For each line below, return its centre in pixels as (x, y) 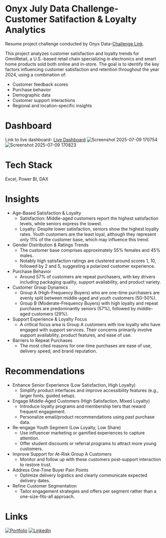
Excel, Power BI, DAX (27, 179)
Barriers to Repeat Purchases (42, 340)
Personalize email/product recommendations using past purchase (87, 417)
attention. (30, 438)
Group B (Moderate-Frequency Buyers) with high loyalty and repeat (89, 303)
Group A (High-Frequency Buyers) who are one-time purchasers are (90, 292)
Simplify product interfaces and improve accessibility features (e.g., (89, 390)
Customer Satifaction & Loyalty (71, 19)
